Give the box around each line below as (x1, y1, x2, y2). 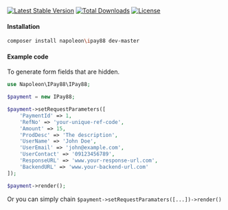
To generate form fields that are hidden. (7, 67, 120, 76)
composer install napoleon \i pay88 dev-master (7, 38, 139, 45)
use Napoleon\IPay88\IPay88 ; (7, 81, 91, 88)
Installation (7, 22, 40, 30)
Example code (7, 52, 49, 61)
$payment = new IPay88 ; (7, 94, 76, 101)
